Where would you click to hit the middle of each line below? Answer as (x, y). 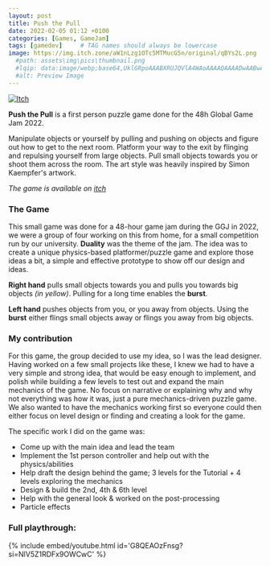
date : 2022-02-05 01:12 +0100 (59, 31)
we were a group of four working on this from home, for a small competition (134, 235)
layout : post (30, 16)
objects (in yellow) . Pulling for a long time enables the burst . (108, 293)
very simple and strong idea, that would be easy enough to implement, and (132, 373)
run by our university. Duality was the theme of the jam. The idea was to (128, 243)
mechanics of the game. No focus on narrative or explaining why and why (131, 390)
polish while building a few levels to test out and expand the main (116, 382)
